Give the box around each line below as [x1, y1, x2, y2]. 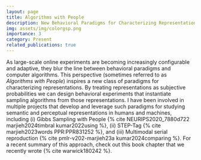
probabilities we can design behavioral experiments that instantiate [6, 90, 172, 97]
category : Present [6, 36, 52, 42]
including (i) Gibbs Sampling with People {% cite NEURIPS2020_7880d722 [6, 115, 190, 122]
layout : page [6, 8, 39, 15]
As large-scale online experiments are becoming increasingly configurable [6, 58, 190, 66]
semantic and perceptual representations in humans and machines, [6, 109, 172, 116]
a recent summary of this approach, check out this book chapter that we [6, 141, 185, 148]
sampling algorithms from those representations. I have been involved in [6, 96, 184, 103]
